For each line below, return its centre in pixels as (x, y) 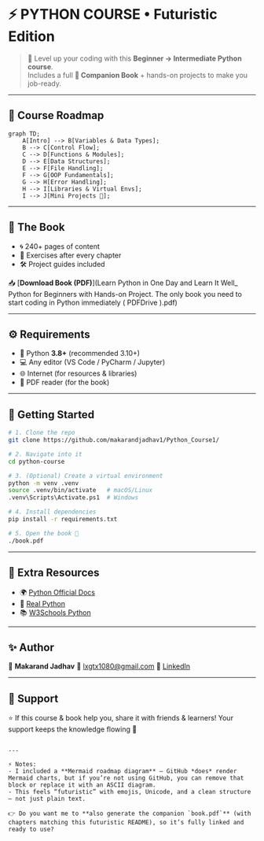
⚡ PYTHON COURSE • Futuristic (113, 15)
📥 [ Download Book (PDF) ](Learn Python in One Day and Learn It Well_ (123, 283)
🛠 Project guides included (62, 264)
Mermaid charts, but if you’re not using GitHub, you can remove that (126, 778)
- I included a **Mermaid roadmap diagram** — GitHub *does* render (123, 772)
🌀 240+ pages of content (59, 246)
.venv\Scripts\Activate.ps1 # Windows (73, 498)
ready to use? (31, 830)
